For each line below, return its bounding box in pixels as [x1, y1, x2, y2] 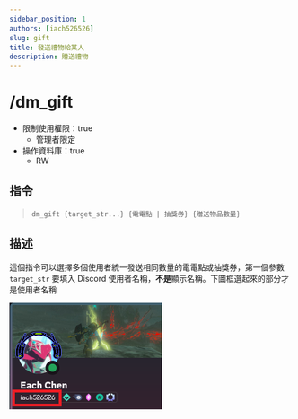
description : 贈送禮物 [9, 52, 89, 62]
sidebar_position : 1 [9, 14, 87, 23]
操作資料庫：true [22, 145, 85, 156]
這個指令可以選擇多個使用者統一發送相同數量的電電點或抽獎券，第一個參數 [9, 261, 285, 273]
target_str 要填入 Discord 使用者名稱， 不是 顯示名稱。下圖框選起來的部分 [9, 273, 282, 284]
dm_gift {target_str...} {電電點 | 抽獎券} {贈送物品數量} [31, 209, 241, 219]
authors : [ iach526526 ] [9, 23, 94, 33]
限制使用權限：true [22, 123, 93, 134]
